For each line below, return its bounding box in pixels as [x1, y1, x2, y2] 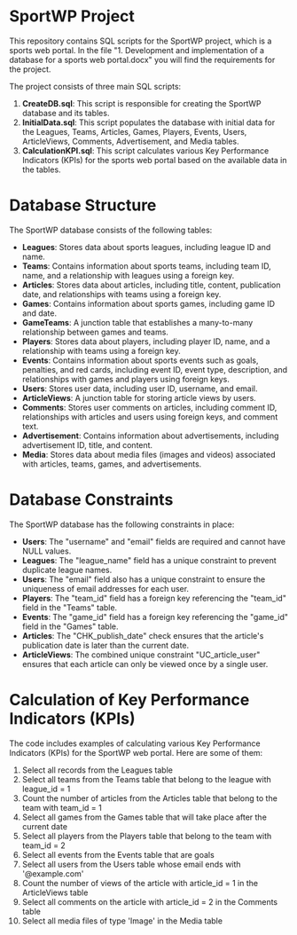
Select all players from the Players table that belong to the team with [21, 830, 272, 841]
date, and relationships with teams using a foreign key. [21, 288, 222, 299]
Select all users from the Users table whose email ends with [21, 859, 241, 869]
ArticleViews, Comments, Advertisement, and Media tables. [21, 136, 239, 146]
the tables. [21, 164, 61, 175]
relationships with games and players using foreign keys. [21, 373, 231, 384]
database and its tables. [21, 107, 110, 118]
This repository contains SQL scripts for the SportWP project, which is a [9, 35, 272, 46]
